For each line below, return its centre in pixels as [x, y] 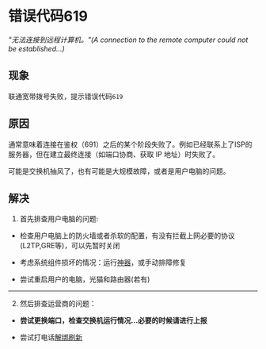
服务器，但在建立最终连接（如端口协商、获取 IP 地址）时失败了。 [114, 154]
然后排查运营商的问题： [58, 304]
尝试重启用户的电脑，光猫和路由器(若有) [85, 279]
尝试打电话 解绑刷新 [51, 337]
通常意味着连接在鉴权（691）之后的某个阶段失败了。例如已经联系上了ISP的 [130, 144]
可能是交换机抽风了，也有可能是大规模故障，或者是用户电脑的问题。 [119, 171]
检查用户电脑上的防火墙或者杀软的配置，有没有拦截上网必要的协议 [127, 236]
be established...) [36, 48]
